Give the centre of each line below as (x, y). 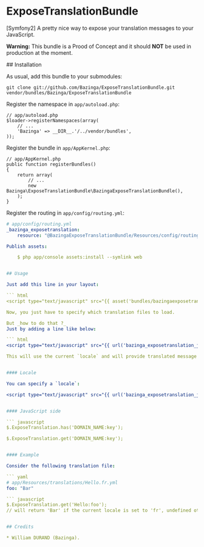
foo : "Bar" (20, 488)
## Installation (24, 64)
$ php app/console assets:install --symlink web (80, 257)
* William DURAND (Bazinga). (43, 538)
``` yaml (17, 477)
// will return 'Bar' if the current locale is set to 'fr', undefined (99, 510)
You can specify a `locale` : (43, 384)
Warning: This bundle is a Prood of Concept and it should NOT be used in (99, 46)
